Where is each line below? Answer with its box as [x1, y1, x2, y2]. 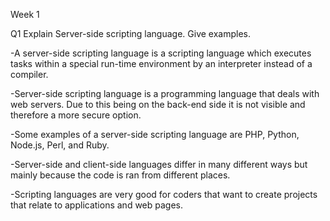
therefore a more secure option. [10, 109, 142, 121]
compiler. [10, 69, 49, 80]
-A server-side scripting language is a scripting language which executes [10, 47, 312, 59]
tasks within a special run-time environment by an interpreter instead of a [10, 58, 313, 69]
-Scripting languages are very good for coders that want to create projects [10, 189, 318, 200]
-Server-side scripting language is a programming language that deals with [10, 88, 320, 99]
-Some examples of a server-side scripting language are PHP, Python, [10, 129, 300, 140]
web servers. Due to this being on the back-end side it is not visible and [10, 99, 306, 110]
